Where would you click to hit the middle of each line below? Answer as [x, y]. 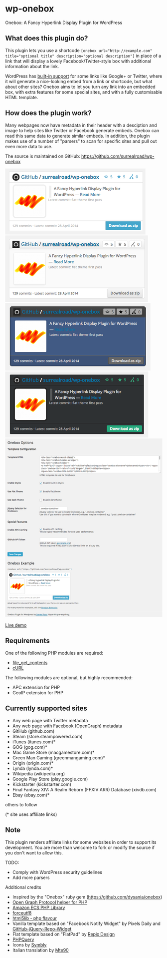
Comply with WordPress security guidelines [57, 872]
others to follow [21, 804]
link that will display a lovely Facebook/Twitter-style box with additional [78, 61]
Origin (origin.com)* [33, 763]
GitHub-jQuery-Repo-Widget [42, 928]
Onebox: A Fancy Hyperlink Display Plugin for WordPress [64, 23]
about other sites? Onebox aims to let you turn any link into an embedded [80, 87]
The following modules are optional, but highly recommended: [69, 677]
